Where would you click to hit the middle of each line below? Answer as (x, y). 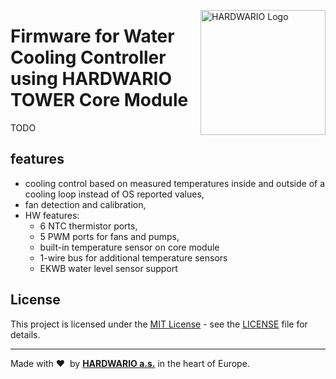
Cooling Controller (88, 57)
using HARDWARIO (91, 79)
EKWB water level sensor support (108, 268)
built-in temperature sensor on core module (129, 247)
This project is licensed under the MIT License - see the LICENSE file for (159, 324)
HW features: (52, 215)
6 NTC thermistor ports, (88, 226)
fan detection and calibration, (85, 204)
